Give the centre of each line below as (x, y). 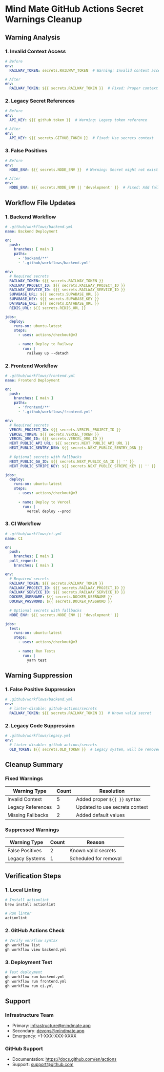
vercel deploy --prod (49, 511)
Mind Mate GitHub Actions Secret (74, 9)
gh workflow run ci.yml (29, 986)
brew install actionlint (30, 904)
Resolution (112, 791)
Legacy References (30, 807)
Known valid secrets (93, 851)
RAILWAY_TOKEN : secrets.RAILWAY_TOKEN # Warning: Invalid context (80, 70)
